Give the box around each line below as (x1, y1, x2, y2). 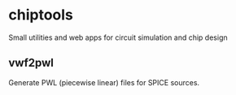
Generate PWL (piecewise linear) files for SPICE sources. (8, 77, 200, 87)
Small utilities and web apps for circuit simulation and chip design (8, 32, 228, 42)
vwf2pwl (8, 56, 55, 70)
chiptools (8, 6, 73, 24)
